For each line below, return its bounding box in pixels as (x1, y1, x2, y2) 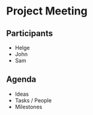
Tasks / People (14, 96, 52, 104)
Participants (6, 28, 53, 39)
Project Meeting (6, 4, 88, 18)
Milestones (14, 103, 43, 110)
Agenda (6, 74, 37, 85)
